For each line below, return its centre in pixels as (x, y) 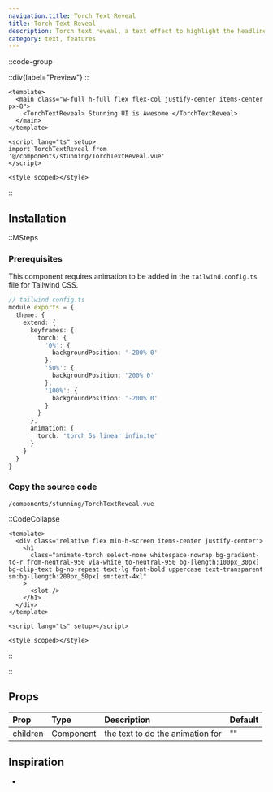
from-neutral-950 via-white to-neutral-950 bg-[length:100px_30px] (143, 562)
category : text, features (52, 39)
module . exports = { (41, 308)
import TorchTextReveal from (58, 149)
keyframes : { (52, 330)
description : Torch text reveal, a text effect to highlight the (121, 31)
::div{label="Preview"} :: (49, 77)
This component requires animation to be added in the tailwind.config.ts (133, 276)
